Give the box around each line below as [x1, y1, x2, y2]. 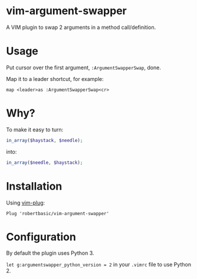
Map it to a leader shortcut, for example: [6, 75, 104, 82]
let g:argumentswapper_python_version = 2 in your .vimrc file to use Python [6, 261, 192, 268]
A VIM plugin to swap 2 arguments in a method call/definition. [6, 24, 156, 31]
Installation [6, 179, 63, 193]
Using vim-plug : [6, 199, 45, 206]
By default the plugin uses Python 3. [6, 249, 94, 257]
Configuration [6, 230, 77, 244]
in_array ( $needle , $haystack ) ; [6, 160, 83, 166]
